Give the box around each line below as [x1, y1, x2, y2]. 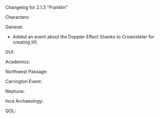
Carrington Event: [5, 78, 42, 84]
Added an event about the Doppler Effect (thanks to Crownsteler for [12, 34, 155, 40]
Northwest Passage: [5, 68, 48, 74]
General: [5, 24, 23, 30]
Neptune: [5, 88, 25, 94]
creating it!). [12, 39, 38, 45]
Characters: [5, 14, 30, 20]
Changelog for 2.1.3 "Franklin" [5, 5, 68, 10]
